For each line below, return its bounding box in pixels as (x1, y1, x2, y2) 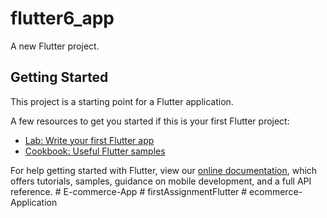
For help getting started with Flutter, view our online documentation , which (10, 164, 318, 176)
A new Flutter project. (10, 40, 100, 52)
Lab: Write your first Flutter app (24, 134, 155, 146)
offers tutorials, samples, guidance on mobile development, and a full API (10, 175, 312, 187)
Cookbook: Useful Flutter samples (24, 145, 166, 157)
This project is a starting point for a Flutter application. (10, 95, 234, 107)
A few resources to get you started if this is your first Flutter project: (10, 115, 290, 127)
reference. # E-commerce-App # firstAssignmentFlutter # (10, 185, 248, 197)
